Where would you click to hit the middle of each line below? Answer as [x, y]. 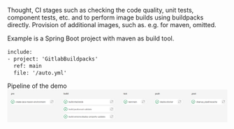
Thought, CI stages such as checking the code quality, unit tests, [101, 10]
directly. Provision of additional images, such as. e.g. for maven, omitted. [112, 25]
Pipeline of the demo [37, 86]
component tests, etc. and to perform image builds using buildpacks [105, 17]
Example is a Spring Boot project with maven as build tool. [91, 38]
